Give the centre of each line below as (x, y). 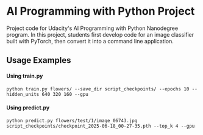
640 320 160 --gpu (65, 94)
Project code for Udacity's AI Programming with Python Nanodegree (92, 28)
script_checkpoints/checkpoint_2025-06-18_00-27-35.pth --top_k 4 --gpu (101, 126)
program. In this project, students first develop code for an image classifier (100, 34)
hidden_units (23, 94)
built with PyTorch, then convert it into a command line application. (90, 41)
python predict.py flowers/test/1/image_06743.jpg (72, 120)
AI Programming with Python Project (101, 11)
